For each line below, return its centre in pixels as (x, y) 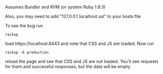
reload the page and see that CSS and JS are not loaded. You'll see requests (82, 61)
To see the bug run (24, 26)
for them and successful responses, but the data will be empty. (68, 67)
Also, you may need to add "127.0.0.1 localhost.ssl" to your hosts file (73, 16)
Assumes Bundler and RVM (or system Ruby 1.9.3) (55, 7)
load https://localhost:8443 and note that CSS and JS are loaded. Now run (80, 44)
